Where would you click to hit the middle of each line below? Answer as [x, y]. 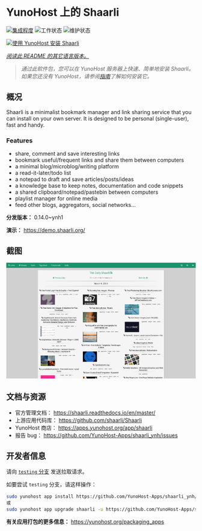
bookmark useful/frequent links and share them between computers [99, 160]
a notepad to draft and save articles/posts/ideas [74, 179]
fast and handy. [26, 125]
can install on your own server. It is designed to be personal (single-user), [98, 118]
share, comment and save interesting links [67, 154]
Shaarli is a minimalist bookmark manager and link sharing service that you [99, 112]
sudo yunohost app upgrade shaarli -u [55, 510]
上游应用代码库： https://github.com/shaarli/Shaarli [78, 420]
